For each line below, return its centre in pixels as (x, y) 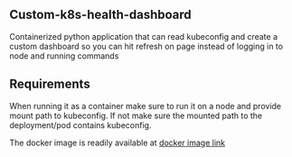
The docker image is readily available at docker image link (118, 143)
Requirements (50, 84)
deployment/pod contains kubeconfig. (80, 125)
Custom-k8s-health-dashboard (100, 15)
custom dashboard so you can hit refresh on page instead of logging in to (146, 46)
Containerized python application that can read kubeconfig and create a (144, 36)
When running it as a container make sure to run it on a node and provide (146, 106)
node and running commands (64, 55)
